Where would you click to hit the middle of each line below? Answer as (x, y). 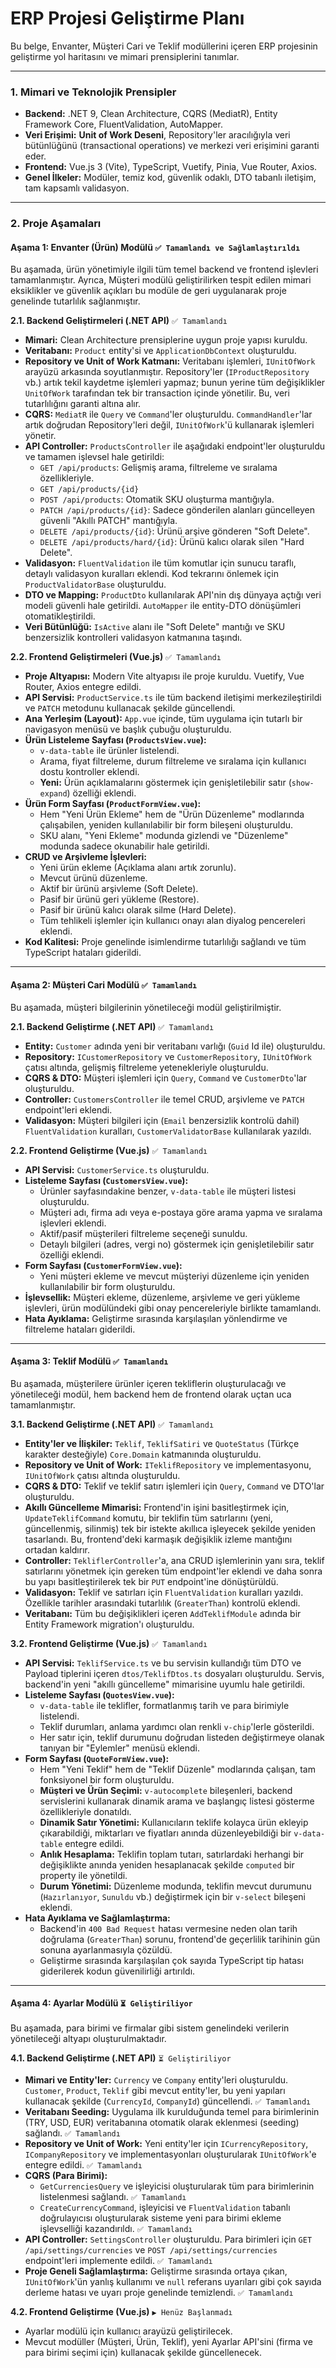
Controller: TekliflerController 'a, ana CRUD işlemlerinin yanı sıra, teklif (174, 1560)
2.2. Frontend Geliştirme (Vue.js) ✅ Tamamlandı (109, 1150)
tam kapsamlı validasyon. (77, 188)
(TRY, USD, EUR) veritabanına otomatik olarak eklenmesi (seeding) (162, 2122)
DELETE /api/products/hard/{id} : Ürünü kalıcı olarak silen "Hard (172, 542)
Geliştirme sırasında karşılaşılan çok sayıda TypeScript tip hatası (171, 1960)
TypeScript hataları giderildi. (83, 953)
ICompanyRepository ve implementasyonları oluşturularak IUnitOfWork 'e (170, 2154)
